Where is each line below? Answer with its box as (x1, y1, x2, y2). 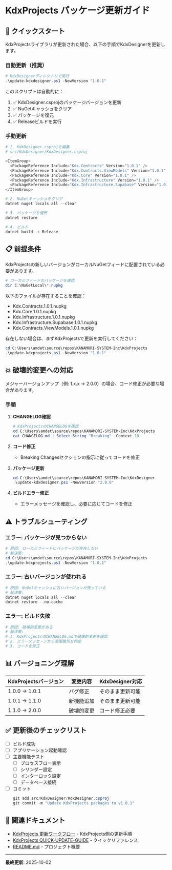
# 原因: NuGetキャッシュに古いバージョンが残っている (5, 585, 106, 590)
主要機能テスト (12, 753, 45, 759)
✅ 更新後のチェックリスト (5, 726, 87, 735)
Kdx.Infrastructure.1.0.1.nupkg (12, 314, 75, 320)
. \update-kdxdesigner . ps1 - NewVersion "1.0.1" (5, 78, 106, 84)
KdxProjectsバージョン (8, 678, 64, 685)
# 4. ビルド (5, 224, 29, 230)
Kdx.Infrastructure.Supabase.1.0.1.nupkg (12, 319, 98, 326)
